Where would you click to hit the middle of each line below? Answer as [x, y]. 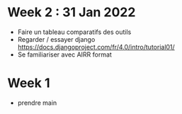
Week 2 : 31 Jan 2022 [72, 12]
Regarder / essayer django [56, 39]
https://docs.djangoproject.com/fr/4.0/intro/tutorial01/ [96, 47]
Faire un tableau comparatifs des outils [74, 32]
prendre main [37, 103]
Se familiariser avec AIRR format [64, 55]
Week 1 [29, 83]
